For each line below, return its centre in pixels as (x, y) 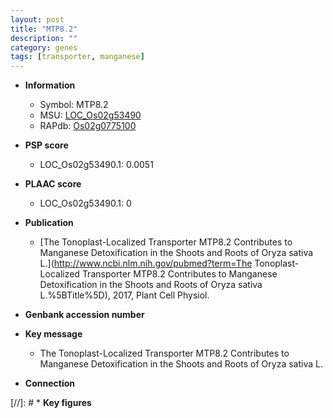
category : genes (44, 47)
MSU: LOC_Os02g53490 (90, 115)
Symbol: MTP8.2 (74, 105)
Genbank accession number (84, 315)
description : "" (44, 38)
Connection (49, 383)
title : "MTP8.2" (44, 29)
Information (50, 85)
